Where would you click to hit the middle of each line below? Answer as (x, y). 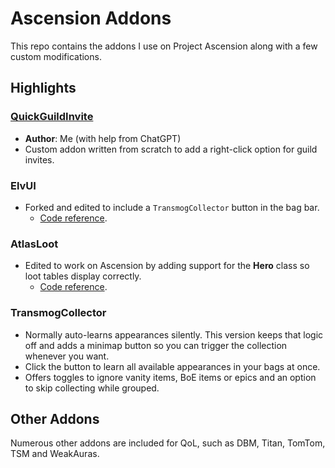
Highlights (43, 88)
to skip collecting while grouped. (92, 388)
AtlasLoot (34, 244)
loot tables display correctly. (83, 276)
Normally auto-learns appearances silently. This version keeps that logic (174, 334)
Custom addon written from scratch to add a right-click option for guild (171, 149)
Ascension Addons (91, 18)
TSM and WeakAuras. (55, 454)
